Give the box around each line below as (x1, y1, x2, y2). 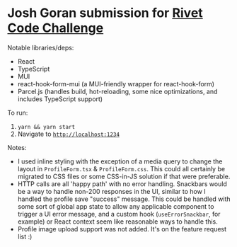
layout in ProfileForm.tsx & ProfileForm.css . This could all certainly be (17, 164, 225, 173)
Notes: (7, 143, 27, 151)
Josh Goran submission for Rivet (7, 5, 203, 21)
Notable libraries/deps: (7, 43, 74, 52)
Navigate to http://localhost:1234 (17, 130, 120, 138)
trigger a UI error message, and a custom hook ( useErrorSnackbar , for (17, 209, 221, 218)
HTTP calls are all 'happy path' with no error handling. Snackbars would (17, 179, 228, 188)
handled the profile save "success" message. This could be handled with (17, 195, 231, 203)
